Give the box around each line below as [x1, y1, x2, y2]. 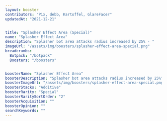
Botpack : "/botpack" [9, 53, 52, 58]
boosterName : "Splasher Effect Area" [5, 71, 83, 76]
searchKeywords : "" [5, 108, 46, 113]
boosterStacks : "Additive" [5, 85, 61, 90]
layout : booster [5, 7, 39, 12]
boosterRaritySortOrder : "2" [5, 94, 66, 99]
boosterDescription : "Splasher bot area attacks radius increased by [5, 76, 153, 81]
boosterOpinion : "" [5, 103, 46, 109]
